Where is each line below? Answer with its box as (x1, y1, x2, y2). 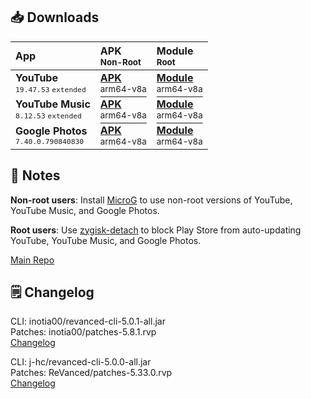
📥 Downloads (10, 9, 100, 26)
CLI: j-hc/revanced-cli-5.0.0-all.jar (10, 356, 152, 368)
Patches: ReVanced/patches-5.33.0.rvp (10, 367, 173, 379)
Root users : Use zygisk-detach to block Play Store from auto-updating (10, 224, 302, 236)
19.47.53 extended (15, 84, 87, 94)
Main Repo (10, 254, 55, 266)
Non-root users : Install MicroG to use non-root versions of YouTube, (10, 194, 293, 206)
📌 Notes (10, 167, 61, 184)
